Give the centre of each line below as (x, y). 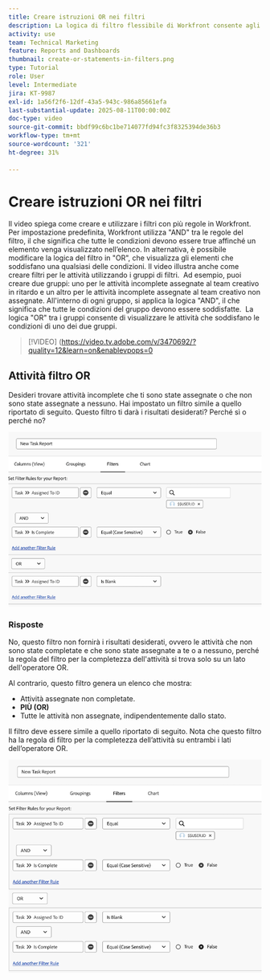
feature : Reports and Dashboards (64, 51)
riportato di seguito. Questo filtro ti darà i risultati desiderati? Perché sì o (127, 412)
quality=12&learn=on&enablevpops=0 (90, 350)
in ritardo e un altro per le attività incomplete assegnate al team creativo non (135, 292)
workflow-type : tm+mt (45, 136)
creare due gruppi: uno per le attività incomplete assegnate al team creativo (134, 284)
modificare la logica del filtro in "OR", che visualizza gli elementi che (121, 258)
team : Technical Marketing (53, 43)
